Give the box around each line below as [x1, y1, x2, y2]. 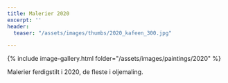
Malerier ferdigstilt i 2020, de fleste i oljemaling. [7, 68, 143, 76]
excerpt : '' [7, 17, 42, 24]
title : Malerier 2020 [7, 10, 70, 17]
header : [7, 23, 30, 30]
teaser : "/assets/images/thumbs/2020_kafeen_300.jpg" [13, 29, 172, 37]
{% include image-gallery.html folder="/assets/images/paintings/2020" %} [7, 55, 222, 63]
